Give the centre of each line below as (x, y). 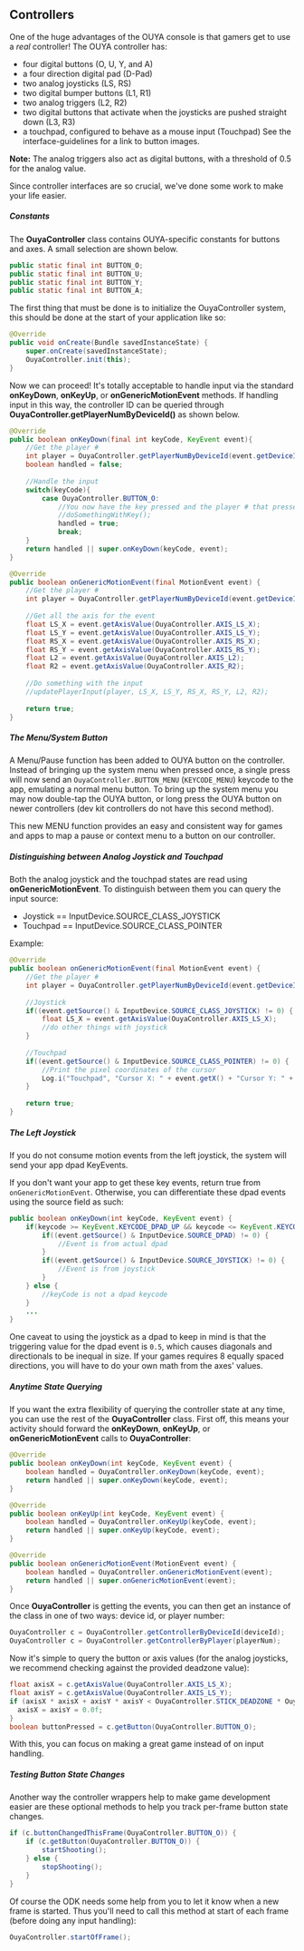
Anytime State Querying (56, 1386)
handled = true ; (88, 524)
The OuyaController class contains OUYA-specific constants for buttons (145, 239)
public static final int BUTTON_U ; (76, 274)
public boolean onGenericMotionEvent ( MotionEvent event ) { (123, 1564)
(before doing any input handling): (73, 1920)
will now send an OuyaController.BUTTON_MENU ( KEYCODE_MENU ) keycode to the (152, 780)
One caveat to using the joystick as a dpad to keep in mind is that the (138, 1337)
